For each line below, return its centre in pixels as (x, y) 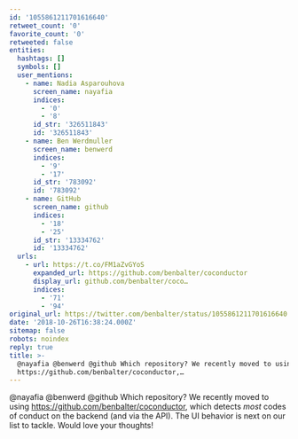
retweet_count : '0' (45, 26)
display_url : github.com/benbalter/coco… (110, 281)
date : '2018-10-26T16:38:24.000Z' (73, 323)
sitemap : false (37, 331)
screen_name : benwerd (73, 149)
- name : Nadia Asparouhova (75, 83)
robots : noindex (39, 339)
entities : (27, 51)
